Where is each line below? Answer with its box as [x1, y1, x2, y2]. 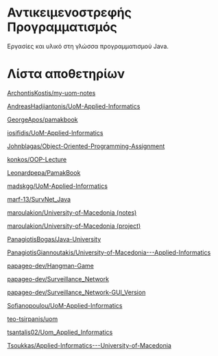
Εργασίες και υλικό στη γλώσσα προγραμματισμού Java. [7, 42, 169, 50]
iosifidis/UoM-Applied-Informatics [7, 128, 104, 137]
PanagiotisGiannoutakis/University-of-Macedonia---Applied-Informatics [7, 248, 211, 257]
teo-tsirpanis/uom [7, 314, 58, 323]
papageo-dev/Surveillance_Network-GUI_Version [7, 288, 146, 296]
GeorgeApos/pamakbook [7, 115, 78, 123]
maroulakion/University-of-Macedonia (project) [7, 222, 141, 230]
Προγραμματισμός [7, 19, 118, 35]
